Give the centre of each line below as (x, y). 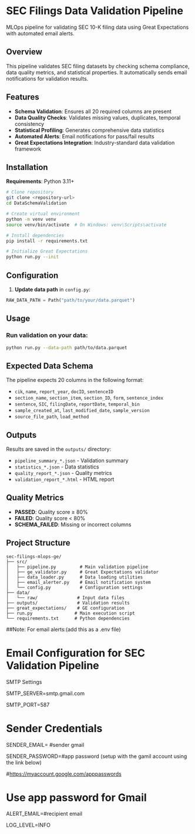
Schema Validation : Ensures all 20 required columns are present (93, 111)
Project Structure (38, 543)
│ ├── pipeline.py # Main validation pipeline (77, 567)
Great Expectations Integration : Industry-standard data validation (95, 142)
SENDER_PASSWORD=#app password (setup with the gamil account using (97, 756)
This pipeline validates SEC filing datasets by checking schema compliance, (98, 66)
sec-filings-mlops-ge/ (34, 556)
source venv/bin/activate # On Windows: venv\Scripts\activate (86, 225)
